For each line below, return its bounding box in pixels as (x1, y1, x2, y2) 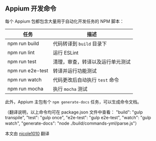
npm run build (7, 40, 39, 47)
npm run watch (7, 76, 42, 83)
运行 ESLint (53, 49, 79, 56)
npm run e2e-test (7, 67, 48, 74)
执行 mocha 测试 (53, 85, 88, 92)
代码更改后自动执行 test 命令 (53, 76, 119, 83)
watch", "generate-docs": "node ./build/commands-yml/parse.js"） (5, 120, 140, 126)
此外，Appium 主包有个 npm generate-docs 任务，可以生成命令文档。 (5, 99, 142, 105)
